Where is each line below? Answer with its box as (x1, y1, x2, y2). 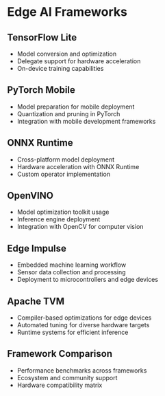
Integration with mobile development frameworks (16, 117, 156, 125)
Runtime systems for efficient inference (16, 328, 129, 337)
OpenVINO (7, 190, 53, 201)
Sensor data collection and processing (16, 268, 126, 276)
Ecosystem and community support (16, 373, 118, 382)
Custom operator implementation (16, 170, 111, 178)
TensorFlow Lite (7, 32, 77, 43)
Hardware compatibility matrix (16, 381, 103, 389)
